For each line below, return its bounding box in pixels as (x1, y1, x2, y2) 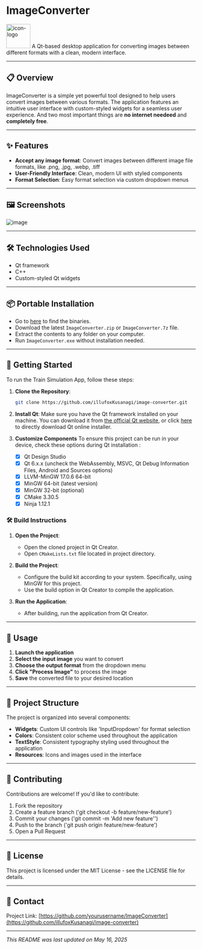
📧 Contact (6, 896, 44, 907)
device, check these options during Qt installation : (14, 441, 141, 449)
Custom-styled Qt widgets (14, 275, 81, 282)
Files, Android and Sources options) (23, 466, 113, 474)
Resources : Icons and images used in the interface (14, 751, 142, 758)
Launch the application (14, 649, 74, 656)
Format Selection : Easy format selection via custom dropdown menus (14, 176, 189, 183)
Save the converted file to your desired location (14, 674, 133, 682)
